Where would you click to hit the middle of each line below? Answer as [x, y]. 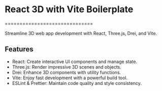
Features [19, 49]
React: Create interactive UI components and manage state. [75, 62]
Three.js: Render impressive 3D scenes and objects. [67, 67]
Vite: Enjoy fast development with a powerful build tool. [70, 78]
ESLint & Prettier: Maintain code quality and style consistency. [77, 83]
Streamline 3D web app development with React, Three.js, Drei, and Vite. [81, 33]
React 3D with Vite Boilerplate [69, 9]
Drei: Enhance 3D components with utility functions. [67, 72]
